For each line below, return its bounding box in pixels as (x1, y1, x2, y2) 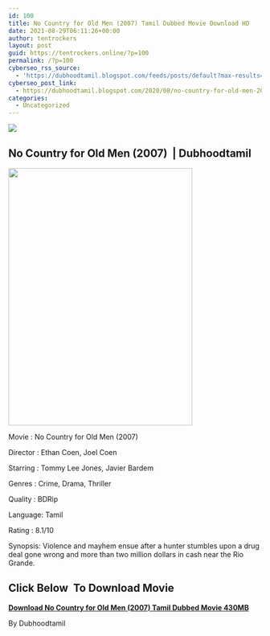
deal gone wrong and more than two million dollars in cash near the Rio (8, 549, 244, 559)
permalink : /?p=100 (8, 57, 74, 65)
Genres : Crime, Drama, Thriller (8, 478, 112, 488)
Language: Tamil (8, 510, 63, 519)
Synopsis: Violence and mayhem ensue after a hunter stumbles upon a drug (8, 540, 260, 551)
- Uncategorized (15, 101, 70, 109)
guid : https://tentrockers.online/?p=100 (8, 49, 149, 57)
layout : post (8, 42, 52, 50)
